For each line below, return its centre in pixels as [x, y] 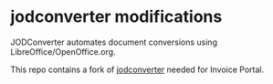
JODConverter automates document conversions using [114, 42]
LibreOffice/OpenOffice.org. [63, 51]
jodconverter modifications [116, 17]
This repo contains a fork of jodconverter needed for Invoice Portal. [137, 69]
